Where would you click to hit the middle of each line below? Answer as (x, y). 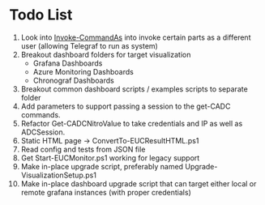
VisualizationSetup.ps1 (58, 175)
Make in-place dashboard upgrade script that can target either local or (139, 183)
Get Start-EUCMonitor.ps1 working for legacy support (110, 158)
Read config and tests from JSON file (83, 149)
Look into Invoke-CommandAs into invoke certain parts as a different (136, 37)
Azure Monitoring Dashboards (83, 71)
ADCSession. (43, 132)
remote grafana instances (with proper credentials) (106, 192)
